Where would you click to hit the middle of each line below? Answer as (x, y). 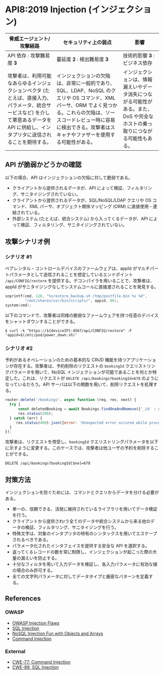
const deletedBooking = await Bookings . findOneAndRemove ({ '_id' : (87, 409)
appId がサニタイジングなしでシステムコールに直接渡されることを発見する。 (82, 287)
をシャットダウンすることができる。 (41, 322)
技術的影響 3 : (139, 55)
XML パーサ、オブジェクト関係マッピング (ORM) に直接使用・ (91, 206)
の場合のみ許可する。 (33, 570)
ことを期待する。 (32, 142)
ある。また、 (138, 109)
